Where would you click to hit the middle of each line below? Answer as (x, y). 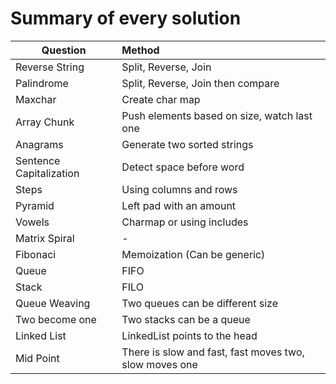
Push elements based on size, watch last (217, 115)
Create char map (161, 99)
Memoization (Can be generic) (193, 254)
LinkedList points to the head (189, 335)
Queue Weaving (53, 303)
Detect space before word (183, 167)
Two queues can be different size (200, 303)
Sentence (38, 160)
